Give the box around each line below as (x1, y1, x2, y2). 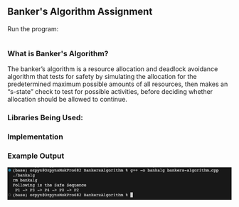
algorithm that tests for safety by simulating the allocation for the (7, 73, 197, 81)
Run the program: (7, 24, 59, 33)
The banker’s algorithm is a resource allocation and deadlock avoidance (7, 65, 218, 73)
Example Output (7, 151, 65, 161)
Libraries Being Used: (7, 113, 83, 123)
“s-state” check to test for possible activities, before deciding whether (7, 87, 213, 96)
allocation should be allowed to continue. (7, 95, 128, 104)
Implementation (7, 132, 64, 142)
